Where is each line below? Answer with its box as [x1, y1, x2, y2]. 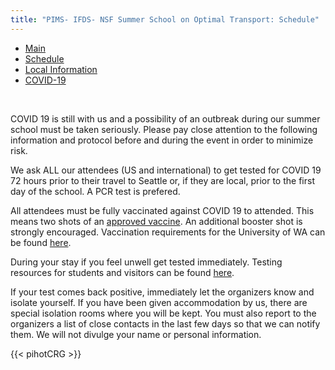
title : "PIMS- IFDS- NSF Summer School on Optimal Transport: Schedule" [10, 14, 320, 25]
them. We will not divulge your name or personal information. [10, 328, 262, 340]
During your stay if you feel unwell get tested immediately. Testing [10, 256, 283, 268]
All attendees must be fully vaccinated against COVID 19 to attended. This [10, 204, 315, 216]
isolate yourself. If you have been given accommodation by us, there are [10, 296, 308, 308]
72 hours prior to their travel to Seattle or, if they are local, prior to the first [10, 174, 315, 186]
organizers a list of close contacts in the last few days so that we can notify [10, 317, 321, 330]
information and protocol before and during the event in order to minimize [10, 134, 314, 146]
